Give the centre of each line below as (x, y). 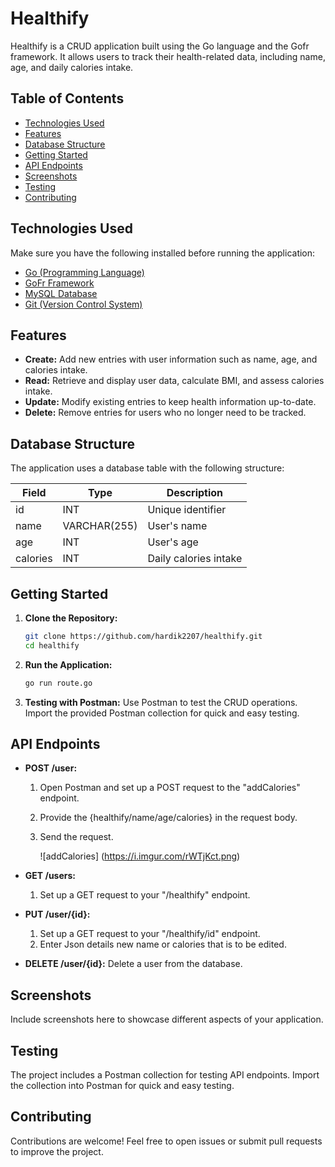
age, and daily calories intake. (72, 67)
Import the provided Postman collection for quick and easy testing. (162, 713)
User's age (173, 542)
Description (195, 493)
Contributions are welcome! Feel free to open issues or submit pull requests (166, 1141)
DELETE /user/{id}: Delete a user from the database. (133, 964)
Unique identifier (187, 510)
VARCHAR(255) (100, 526)
